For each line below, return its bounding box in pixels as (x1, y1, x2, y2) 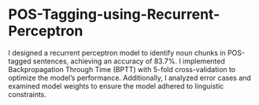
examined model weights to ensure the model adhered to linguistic (8, 81, 224, 91)
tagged (8, 56, 31, 66)
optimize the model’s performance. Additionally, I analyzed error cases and (8, 73, 252, 82)
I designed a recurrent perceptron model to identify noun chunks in (8, 48, 226, 57)
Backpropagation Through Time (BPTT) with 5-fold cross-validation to (8, 64, 236, 74)
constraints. (8, 89, 47, 99)
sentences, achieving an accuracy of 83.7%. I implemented (32, 56, 226, 66)
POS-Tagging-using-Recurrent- (8, 5, 220, 24)
